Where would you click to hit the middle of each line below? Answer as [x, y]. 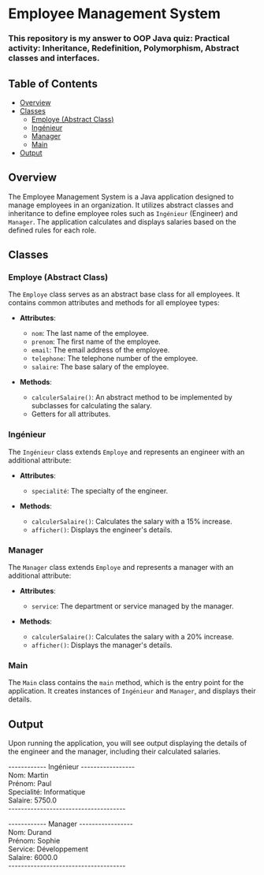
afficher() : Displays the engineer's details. [102, 530]
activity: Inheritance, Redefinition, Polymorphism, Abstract [124, 48]
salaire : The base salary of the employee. [100, 367]
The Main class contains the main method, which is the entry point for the [126, 683]
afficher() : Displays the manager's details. [102, 645]
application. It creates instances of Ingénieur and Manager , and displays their [132, 691]
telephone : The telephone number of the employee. [115, 359]
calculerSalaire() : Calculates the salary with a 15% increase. [132, 521]
